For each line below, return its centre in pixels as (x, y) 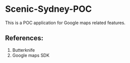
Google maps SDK (31, 55)
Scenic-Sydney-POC (49, 9)
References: (24, 38)
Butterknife (24, 50)
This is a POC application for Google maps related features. (65, 23)
